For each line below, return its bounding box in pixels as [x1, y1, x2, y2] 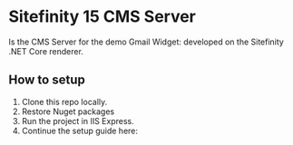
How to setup [8, 72, 85, 88]
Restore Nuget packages [21, 106, 115, 117]
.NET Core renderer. [8, 45, 83, 56]
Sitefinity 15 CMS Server [8, 6, 197, 27]
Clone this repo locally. [21, 96, 108, 107]
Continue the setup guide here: [21, 125, 138, 136]
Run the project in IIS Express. [21, 115, 135, 126]
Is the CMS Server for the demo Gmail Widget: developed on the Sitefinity [8, 36, 285, 47]
